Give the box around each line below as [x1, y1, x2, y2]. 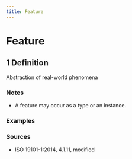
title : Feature [6, 8, 44, 15]
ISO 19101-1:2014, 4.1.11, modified [14, 146, 95, 153]
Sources [6, 132, 31, 141]
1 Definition [6, 58, 49, 68]
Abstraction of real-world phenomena [6, 74, 98, 81]
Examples [6, 116, 36, 125]
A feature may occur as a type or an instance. [14, 101, 127, 109]
